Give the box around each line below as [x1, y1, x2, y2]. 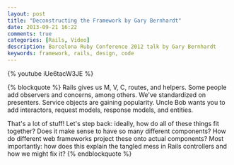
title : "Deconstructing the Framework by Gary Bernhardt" [7, 17, 182, 24]
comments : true [7, 30, 52, 38]
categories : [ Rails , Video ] [7, 37, 90, 44]
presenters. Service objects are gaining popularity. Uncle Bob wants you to [7, 98, 226, 106]
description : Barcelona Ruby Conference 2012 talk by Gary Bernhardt [7, 43, 217, 50]
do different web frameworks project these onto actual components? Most [7, 134, 224, 142]
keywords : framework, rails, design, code [7, 50, 134, 57]
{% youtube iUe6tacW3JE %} [7, 69, 94, 78]
